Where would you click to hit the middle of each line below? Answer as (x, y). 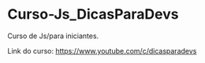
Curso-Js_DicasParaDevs (93, 14)
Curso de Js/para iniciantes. (53, 36)
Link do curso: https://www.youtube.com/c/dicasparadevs (102, 51)
